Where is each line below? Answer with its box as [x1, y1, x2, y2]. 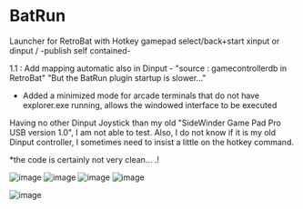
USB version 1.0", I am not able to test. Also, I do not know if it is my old [9, 126, 277, 137]
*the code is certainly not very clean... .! [9, 154, 159, 164]
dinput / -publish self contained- [9, 45, 131, 55]
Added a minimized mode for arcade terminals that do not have [22, 90, 260, 101]
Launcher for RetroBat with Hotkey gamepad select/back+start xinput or [9, 35, 280, 46]
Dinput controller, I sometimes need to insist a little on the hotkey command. [9, 136, 294, 147]
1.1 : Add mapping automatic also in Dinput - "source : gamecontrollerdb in [9, 63, 288, 74]
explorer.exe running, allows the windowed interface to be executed [22, 99, 278, 110]
